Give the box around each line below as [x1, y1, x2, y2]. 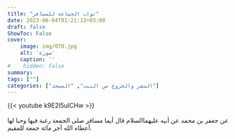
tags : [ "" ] [7, 75, 40, 83]
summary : [7, 69, 33, 76]
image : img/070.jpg [20, 43, 78, 50]
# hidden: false [7, 62, 65, 69]
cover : [7, 37, 27, 44]
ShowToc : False [7, 29, 52, 37]
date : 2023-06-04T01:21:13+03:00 [7, 17, 106, 24]
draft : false [7, 23, 46, 30]
